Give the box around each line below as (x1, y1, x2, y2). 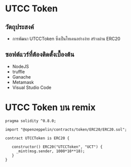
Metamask (12, 79, 34, 85)
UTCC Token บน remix (5, 102, 96, 113)
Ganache (12, 74, 31, 80)
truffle (12, 69, 25, 75)
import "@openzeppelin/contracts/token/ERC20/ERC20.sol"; (5, 127, 127, 132)
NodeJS (12, 63, 29, 69)
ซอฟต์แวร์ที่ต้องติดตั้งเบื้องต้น (5, 50, 75, 59)
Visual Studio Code (12, 84, 52, 90)
